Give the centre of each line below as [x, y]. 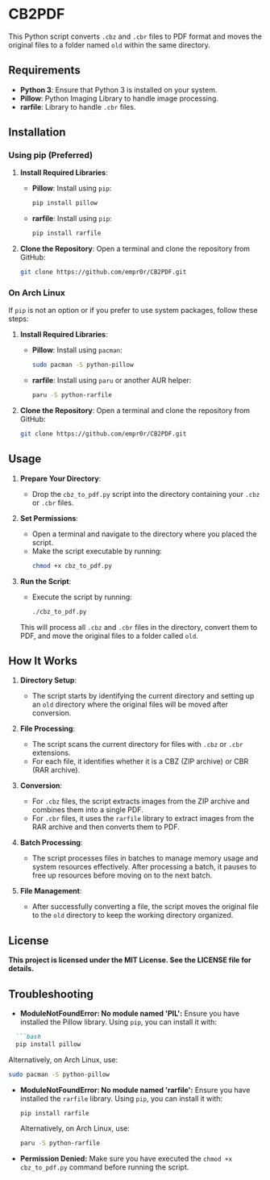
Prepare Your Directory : [60, 478]
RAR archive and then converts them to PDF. [106, 827]
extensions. [51, 753]
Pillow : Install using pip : [72, 188]
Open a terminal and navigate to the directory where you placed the [144, 534]
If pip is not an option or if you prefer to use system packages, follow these [133, 311]
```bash [29, 1036]
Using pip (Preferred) [51, 156]
